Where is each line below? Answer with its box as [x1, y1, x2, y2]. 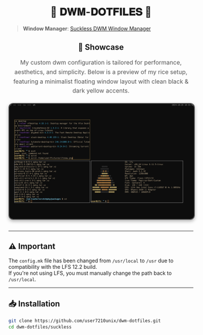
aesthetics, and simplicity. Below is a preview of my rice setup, [14, 67, 188, 76]
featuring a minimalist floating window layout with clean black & [13, 77, 189, 86]
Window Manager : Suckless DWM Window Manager [22, 25, 151, 32]
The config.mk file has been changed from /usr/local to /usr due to [8, 257, 174, 264]
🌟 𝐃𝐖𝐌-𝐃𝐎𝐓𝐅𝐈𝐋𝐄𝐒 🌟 [50, 5, 152, 19]
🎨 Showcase [77, 42, 124, 52]
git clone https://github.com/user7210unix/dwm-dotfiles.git [8, 318, 161, 324]
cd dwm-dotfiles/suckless [8, 324, 72, 330]
